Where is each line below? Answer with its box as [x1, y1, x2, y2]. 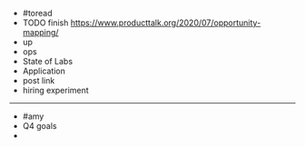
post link [22, 75, 55, 85]
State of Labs [22, 56, 74, 66]
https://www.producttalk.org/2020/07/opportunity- [70, 17, 261, 28]
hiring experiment [22, 85, 89, 95]
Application [22, 65, 66, 76]
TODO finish [22, 17, 69, 28]
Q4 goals [22, 121, 57, 131]
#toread [22, 8, 53, 18]
